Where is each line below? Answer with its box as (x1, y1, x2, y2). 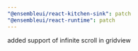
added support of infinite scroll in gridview (7, 36, 131, 44)
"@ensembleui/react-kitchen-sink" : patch (7, 10, 132, 17)
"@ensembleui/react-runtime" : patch (7, 17, 115, 24)
